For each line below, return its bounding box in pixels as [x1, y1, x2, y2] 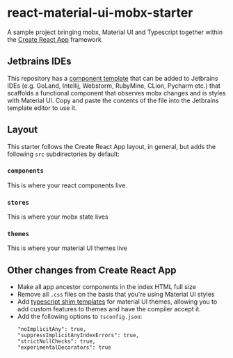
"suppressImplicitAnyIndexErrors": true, [17, 332, 139, 339]
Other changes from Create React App [7, 264, 177, 276]
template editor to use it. [7, 103, 77, 112]
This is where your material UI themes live [7, 244, 127, 252]
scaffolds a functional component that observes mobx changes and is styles [7, 88, 226, 97]
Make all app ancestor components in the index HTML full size [17, 283, 196, 291]
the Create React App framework [7, 35, 102, 43]
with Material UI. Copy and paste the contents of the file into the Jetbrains [7, 96, 219, 104]
